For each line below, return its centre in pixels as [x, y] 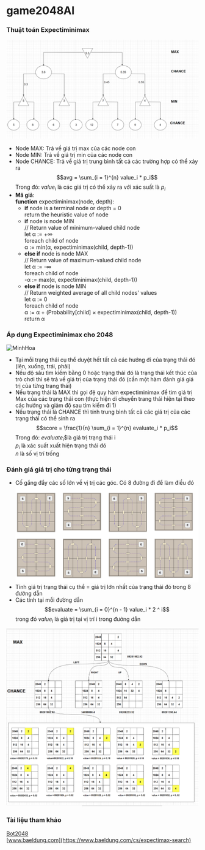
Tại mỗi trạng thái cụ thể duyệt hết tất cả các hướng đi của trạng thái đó [105, 360]
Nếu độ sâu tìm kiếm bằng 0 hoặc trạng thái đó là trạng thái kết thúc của [106, 373]
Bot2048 [17, 833]
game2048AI [41, 11]
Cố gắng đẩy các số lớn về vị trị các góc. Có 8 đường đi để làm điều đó [104, 483]
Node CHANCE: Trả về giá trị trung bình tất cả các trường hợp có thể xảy [106, 161]
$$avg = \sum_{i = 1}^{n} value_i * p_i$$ [107, 178]
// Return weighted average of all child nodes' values [91, 293]
